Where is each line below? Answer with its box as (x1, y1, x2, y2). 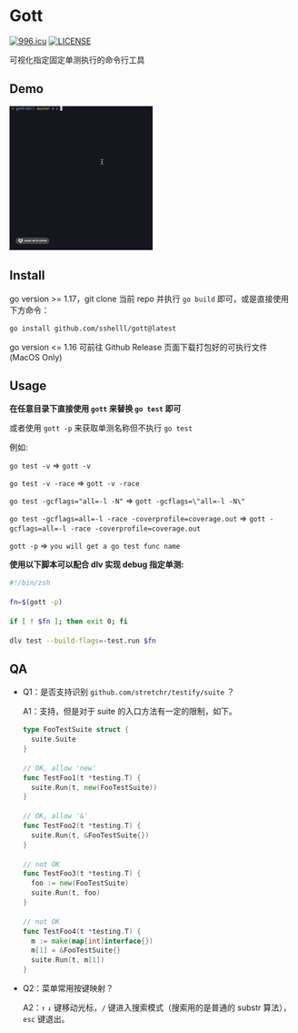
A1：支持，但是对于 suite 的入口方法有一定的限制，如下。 (22, 706, 238, 717)
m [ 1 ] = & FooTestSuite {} (31, 946, 121, 956)
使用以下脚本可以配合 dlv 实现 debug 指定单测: (9, 559, 184, 570)
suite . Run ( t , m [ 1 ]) (31, 956, 105, 965)
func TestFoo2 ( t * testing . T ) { (22, 821, 142, 830)
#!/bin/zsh (9, 579, 51, 588)
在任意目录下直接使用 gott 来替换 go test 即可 (9, 403, 182, 414)
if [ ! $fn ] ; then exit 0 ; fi (9, 616, 128, 626)
